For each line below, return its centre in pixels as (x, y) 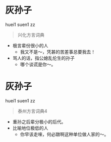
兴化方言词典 (31, 35)
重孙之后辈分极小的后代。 (39, 121)
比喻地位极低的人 (30, 128)
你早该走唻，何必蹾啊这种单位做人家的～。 (64, 134)
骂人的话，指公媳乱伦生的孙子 (43, 58)
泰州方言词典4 (32, 111)
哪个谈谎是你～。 (38, 64)
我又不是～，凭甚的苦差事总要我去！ (58, 52)
